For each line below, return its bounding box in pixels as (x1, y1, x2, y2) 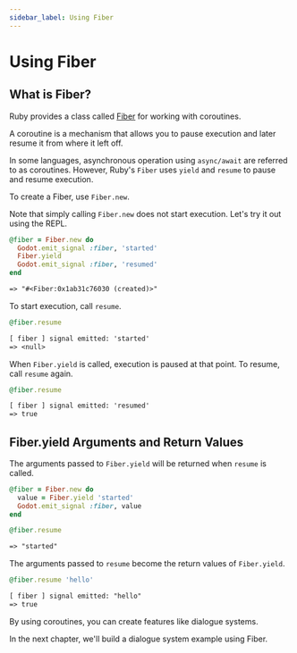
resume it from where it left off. (9, 138, 123, 148)
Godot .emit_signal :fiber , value (17, 501, 142, 510)
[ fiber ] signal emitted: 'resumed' (9, 401, 150, 411)
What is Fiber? (9, 87, 92, 103)
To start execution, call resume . (9, 300, 123, 311)
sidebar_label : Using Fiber (9, 13, 115, 22)
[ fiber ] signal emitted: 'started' (9, 334, 150, 343)
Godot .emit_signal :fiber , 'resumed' (17, 260, 158, 269)
